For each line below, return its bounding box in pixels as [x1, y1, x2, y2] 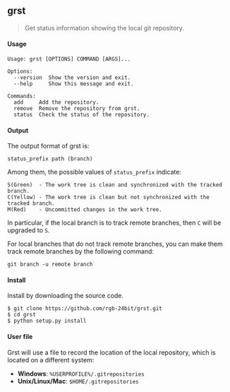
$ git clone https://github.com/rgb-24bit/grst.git [7, 305, 162, 312]
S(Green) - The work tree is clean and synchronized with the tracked [7, 182, 222, 189]
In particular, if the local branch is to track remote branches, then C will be [7, 218, 222, 227]
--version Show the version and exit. [13, 74, 131, 81]
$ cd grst [7, 311, 37, 319]
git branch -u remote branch [7, 261, 93, 268]
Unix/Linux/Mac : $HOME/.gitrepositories [17, 376, 139, 385]
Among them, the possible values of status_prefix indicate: [7, 168, 182, 177]
